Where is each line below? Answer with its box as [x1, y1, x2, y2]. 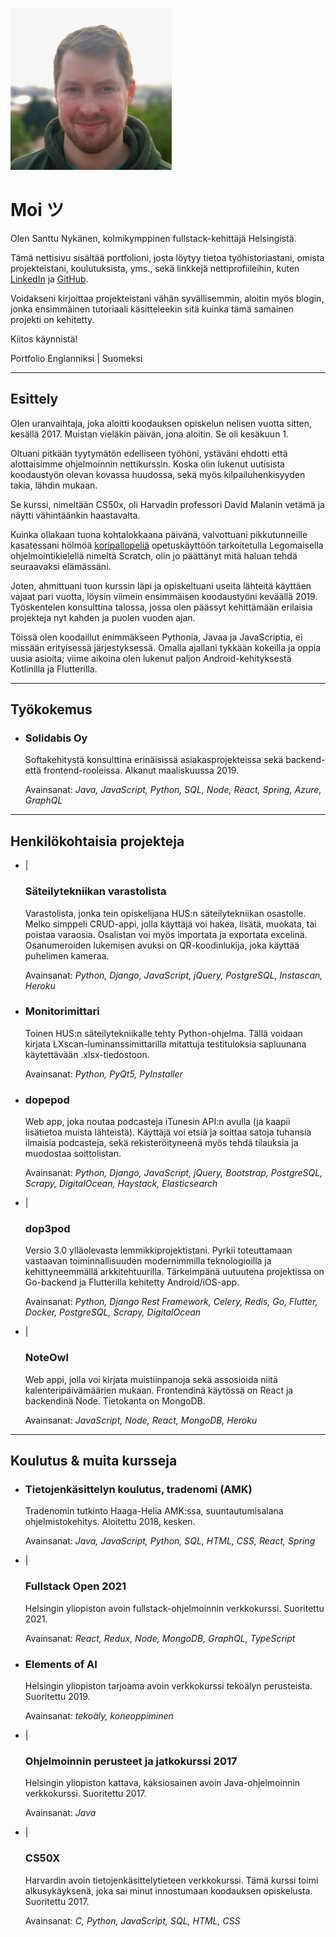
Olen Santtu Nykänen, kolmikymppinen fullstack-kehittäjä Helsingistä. [10, 232, 297, 244]
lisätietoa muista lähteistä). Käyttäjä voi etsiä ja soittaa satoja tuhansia [24, 1126, 312, 1138]
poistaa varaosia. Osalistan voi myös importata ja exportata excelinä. [24, 928, 308, 940]
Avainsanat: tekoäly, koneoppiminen [24, 1710, 174, 1722]
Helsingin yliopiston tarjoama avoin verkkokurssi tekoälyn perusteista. [24, 1680, 313, 1692]
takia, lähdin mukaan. [10, 479, 98, 491]
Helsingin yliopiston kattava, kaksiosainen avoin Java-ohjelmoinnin [24, 1777, 301, 1789]
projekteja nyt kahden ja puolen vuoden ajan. [10, 611, 196, 623]
